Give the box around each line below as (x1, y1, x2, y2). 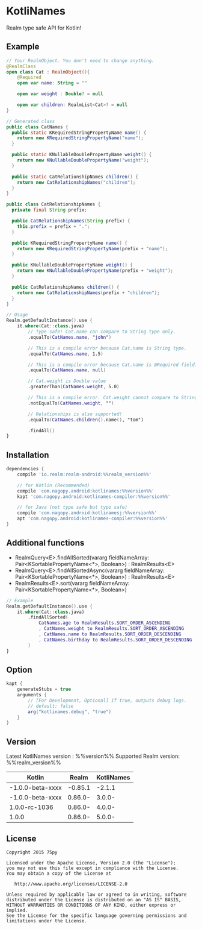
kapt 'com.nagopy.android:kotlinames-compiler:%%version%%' (17, 493, 171, 500)
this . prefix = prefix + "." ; (17, 223, 90, 230)
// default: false (28, 703, 74, 709)
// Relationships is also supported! (28, 411, 122, 417)
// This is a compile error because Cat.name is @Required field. (28, 362, 198, 368)
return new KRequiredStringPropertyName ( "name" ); (17, 135, 144, 141)
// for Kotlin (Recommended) (17, 482, 90, 488)
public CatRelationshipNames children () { (11, 284, 120, 290)
